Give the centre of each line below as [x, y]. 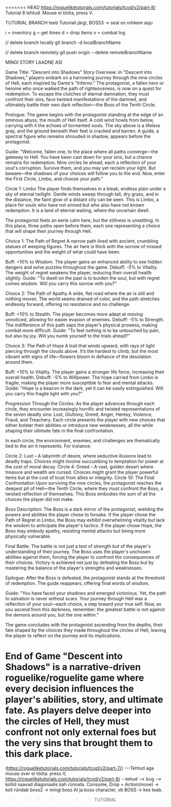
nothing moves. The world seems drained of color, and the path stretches [82, 299]
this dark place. [39, 754]
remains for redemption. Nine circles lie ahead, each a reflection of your [81, 162]
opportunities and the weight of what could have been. [63, 252]
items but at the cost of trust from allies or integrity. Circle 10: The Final [80, 478]
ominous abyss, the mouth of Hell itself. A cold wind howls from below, [80, 120]
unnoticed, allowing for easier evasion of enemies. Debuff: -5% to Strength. [85, 319]
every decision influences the [70, 689]
